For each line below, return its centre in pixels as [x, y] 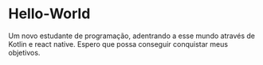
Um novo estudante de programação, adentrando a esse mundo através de [131, 36]
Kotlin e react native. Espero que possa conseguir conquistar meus [118, 44]
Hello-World [49, 14]
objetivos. [24, 52]
